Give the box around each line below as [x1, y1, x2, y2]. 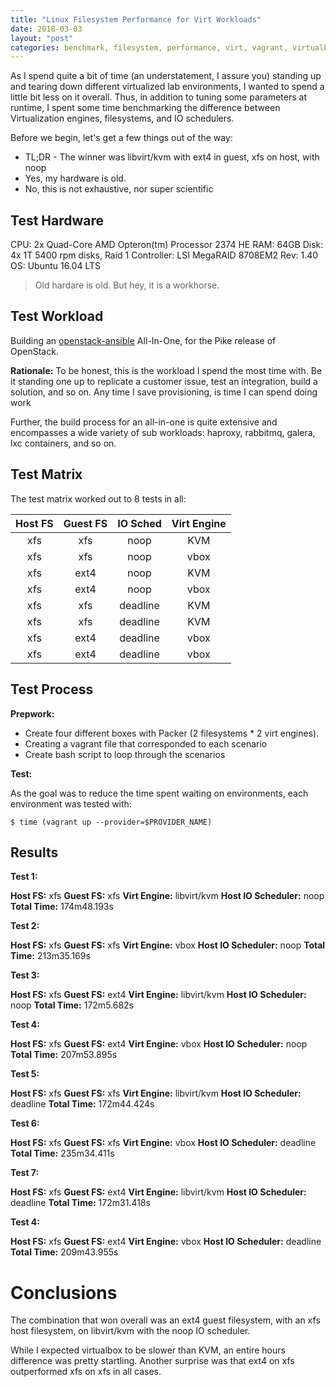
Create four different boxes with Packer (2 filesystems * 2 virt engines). [24, 727, 320, 739]
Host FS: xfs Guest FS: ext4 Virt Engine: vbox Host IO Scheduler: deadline [10, 1236, 322, 1248]
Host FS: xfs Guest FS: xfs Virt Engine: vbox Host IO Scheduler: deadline [10, 1137, 317, 1149]
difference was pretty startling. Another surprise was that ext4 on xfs [10, 1355, 295, 1367]
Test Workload [10, 308, 104, 325]
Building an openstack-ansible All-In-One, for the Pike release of [10, 334, 277, 346]
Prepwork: [10, 707, 55, 720]
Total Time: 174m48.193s [10, 901, 114, 913]
